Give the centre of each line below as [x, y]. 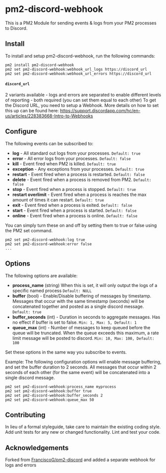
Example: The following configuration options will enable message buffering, [83, 362]
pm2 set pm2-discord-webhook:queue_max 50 [50, 400]
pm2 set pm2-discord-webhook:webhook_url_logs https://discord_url [76, 69]
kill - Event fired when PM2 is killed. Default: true [64, 164]
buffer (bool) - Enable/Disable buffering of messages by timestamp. [82, 296]
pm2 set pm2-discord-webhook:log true [45, 240]
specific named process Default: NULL [52, 290]
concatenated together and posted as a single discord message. [78, 306]
